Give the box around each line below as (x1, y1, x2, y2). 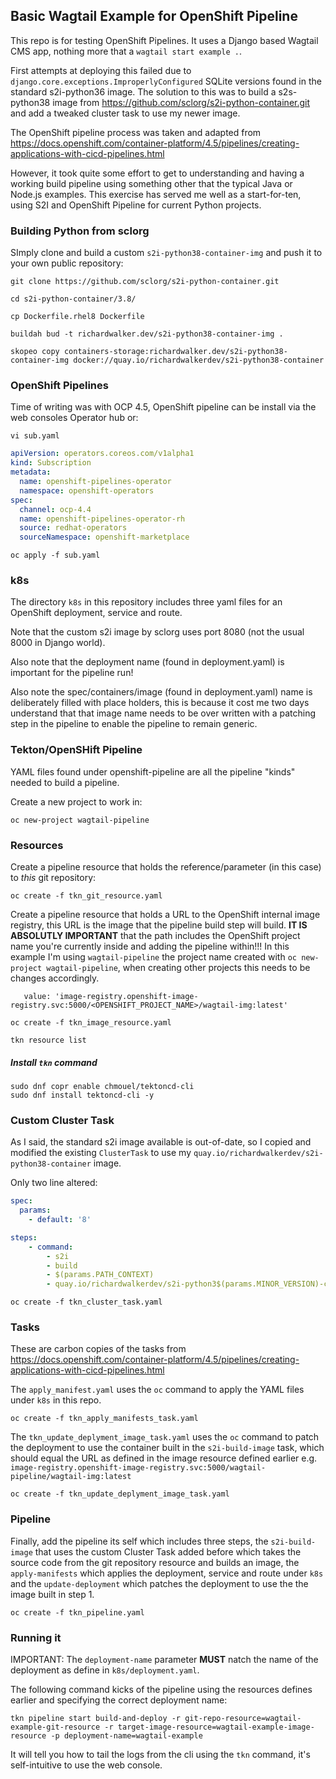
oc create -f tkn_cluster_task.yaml (10, 1297, 163, 1308)
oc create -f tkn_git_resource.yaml (10, 891, 163, 901)
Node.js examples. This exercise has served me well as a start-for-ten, (10, 188, 302, 200)
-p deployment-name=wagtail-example (50, 1731, 203, 1741)
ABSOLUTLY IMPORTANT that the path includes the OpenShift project (10, 930, 301, 942)
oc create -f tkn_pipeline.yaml (10, 1607, 145, 1618)
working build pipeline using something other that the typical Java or (10, 177, 293, 189)
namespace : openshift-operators (19, 485, 155, 496)
